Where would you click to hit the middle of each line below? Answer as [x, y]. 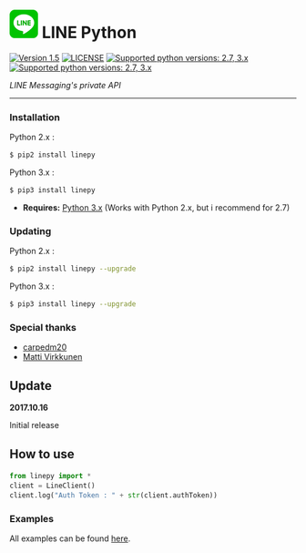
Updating [31, 230]
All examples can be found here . [70, 538]
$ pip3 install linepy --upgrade [73, 304]
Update [31, 386]
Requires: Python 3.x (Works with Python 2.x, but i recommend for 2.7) [156, 207]
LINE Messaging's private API [65, 85]
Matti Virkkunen [52, 357]
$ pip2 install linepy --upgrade [73, 269]
